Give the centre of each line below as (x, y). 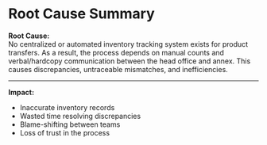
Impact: (21, 92)
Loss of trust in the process (64, 132)
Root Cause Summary (81, 14)
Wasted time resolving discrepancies (80, 116)
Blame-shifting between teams (70, 124)
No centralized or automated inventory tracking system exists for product (128, 44)
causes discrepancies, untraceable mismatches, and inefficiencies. (118, 69)
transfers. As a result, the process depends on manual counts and (116, 52)
